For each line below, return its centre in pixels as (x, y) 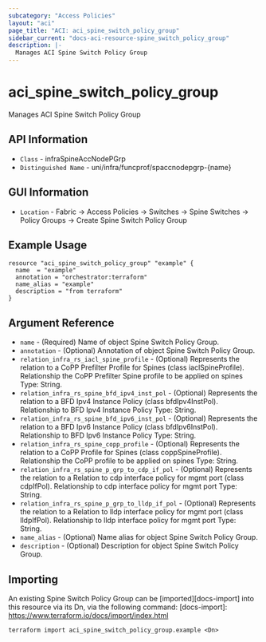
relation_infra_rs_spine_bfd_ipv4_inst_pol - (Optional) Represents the (139, 393)
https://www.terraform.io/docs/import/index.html (88, 615)
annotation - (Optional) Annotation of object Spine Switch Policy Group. (137, 351)
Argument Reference (61, 323)
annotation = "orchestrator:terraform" (82, 277)
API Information (48, 139)
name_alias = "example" (55, 284)
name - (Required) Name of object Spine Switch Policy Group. (119, 342)
